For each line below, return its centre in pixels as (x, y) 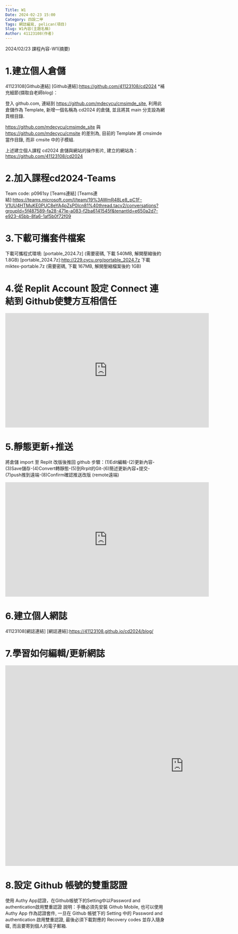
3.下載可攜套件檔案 (45, 238)
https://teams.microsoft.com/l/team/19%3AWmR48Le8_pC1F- (77, 199)
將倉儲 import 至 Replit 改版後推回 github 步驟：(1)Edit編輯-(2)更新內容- (80, 462)
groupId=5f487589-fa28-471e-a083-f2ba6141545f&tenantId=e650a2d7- (82, 211)
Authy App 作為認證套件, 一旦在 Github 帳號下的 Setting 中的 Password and (84, 913)
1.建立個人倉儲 (36, 71)
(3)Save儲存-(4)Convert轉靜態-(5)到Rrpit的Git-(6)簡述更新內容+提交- (78, 468)
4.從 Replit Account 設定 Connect (77, 288)
